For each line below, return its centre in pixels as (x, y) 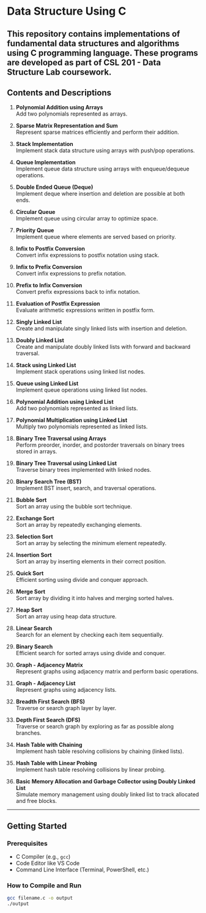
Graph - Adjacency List (46, 683)
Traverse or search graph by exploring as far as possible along (95, 727)
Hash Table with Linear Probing (56, 763)
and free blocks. (36, 801)
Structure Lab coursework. (59, 72)
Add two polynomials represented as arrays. (72, 114)
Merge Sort (30, 592)
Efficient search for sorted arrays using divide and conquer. (91, 653)
